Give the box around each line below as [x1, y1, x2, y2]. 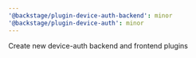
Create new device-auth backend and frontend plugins [8, 41, 189, 50]
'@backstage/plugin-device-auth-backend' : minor [8, 11, 173, 20]
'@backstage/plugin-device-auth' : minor [8, 19, 145, 27]
